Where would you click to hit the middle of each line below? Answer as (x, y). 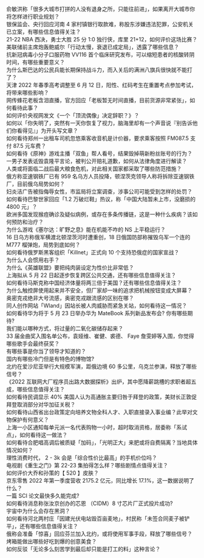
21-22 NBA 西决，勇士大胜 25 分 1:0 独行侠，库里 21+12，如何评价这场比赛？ (102, 39)
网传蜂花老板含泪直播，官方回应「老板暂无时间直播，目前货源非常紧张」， (98, 100)
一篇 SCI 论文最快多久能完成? (43, 496)
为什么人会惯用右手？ (33, 260)
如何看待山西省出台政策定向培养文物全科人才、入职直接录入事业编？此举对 (99, 412)
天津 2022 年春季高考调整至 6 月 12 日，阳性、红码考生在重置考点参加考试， (101, 85)
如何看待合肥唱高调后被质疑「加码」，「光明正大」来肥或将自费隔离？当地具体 (102, 442)
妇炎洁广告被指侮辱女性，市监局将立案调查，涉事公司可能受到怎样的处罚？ (99, 191)
